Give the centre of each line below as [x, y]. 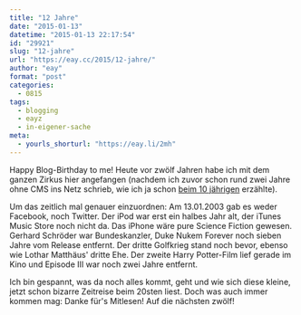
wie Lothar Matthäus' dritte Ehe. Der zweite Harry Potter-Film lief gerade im [150, 254]
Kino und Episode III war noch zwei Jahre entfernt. [103, 264]
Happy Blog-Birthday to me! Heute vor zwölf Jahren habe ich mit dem [140, 169]
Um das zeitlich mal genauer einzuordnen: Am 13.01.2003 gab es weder [144, 206]
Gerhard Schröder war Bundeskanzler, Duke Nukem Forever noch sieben [146, 235]
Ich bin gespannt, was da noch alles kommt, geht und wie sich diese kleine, [150, 282]
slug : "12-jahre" [42, 52]
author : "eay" [36, 69]
